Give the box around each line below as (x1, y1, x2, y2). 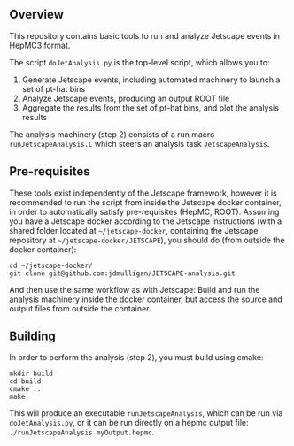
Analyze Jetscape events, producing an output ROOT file (21, 93, 230, 104)
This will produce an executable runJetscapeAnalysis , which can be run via (9, 408, 283, 419)
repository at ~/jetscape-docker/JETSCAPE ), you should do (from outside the (9, 235, 285, 245)
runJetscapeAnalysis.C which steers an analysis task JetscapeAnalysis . (9, 138, 270, 149)
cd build (9, 377, 42, 386)
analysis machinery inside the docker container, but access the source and (9, 294, 283, 304)
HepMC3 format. (9, 40, 71, 50)
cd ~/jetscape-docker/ (9, 261, 93, 270)
